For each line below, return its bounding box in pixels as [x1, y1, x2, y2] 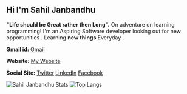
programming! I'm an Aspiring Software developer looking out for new [6, 27, 181, 35]
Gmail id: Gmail [6, 45, 45, 53]
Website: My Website [6, 57, 61, 64]
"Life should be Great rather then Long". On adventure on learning [6, 21, 175, 28]
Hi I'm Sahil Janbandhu [6, 5, 96, 15]
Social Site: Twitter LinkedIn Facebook [6, 69, 103, 76]
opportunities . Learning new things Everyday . [6, 33, 124, 41]
